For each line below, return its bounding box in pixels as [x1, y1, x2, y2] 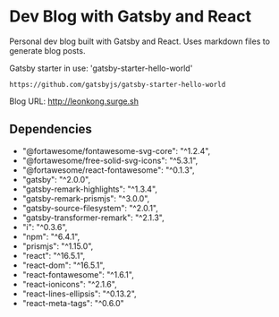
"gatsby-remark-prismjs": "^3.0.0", [21, 193, 150, 203]
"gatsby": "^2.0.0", [21, 174, 91, 184]
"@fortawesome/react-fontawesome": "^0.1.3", [21, 164, 195, 176]
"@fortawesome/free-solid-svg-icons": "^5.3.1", [21, 155, 199, 166]
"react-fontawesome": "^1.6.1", [21, 269, 134, 279]
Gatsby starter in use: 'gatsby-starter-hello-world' [9, 63, 193, 73]
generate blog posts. [9, 45, 86, 56]
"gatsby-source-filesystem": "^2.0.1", [21, 202, 159, 213]
